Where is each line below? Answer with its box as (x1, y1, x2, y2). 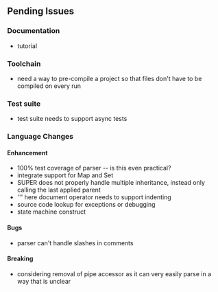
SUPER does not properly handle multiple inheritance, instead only (16, 179, 206, 187)
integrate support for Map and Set (16, 171, 114, 179)
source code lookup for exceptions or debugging (16, 201, 156, 209)
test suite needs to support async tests (16, 115, 128, 123)
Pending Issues (7, 5, 75, 17)
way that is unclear (16, 277, 71, 285)
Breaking (7, 254, 34, 263)
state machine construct (16, 207, 86, 216)
